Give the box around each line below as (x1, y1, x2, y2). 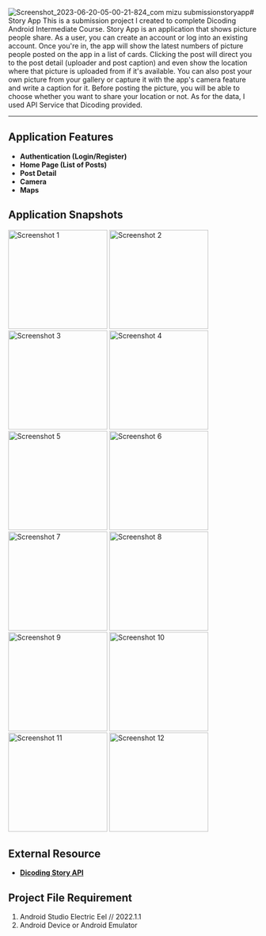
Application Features (8, 131, 114, 144)
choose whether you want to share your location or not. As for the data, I (8, 92, 245, 101)
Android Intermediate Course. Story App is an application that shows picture (8, 25, 257, 33)
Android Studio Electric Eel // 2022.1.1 (19, 912, 142, 922)
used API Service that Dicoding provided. (8, 100, 142, 109)
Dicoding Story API (19, 868, 84, 877)
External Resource (8, 847, 101, 861)
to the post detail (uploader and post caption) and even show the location (8, 58, 248, 67)
